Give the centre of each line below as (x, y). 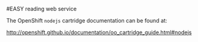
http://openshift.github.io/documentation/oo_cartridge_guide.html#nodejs (99, 32)
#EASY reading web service (42, 9)
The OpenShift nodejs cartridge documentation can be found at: (87, 20)
